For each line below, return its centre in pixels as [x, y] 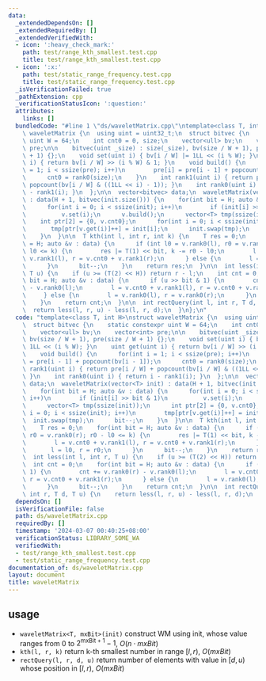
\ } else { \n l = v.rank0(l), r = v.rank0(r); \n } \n [140, 295]
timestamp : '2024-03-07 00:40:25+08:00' [83, 531]
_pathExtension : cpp [49, 97]
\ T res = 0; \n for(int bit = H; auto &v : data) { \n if [138, 428]
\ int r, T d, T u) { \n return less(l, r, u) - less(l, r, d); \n [138, 494]
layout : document [37, 575]
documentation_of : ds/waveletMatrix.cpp [76, 568]
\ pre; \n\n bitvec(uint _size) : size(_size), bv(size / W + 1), [138, 148]
